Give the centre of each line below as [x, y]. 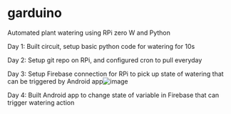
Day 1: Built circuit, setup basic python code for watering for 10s [101, 46]
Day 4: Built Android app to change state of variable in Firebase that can [113, 95]
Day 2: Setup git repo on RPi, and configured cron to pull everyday [105, 60]
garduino [35, 13]
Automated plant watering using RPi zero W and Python [89, 33]
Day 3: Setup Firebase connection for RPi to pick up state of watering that [115, 74]
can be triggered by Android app [55, 81]
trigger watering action [41, 102]
